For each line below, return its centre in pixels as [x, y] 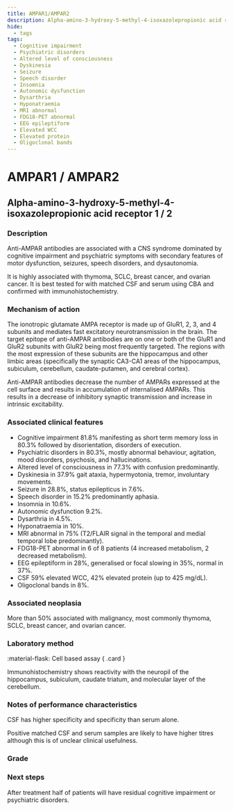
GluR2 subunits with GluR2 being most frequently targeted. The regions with [116, 346]
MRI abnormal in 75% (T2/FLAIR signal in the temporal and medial [111, 533]
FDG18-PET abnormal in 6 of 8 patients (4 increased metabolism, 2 [113, 548]
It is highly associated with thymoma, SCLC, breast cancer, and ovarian [109, 276]
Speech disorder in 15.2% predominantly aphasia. [88, 496]
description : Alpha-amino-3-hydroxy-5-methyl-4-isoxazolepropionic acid [114, 20]
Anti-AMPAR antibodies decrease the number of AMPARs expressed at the [114, 382]
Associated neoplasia [44, 603]
